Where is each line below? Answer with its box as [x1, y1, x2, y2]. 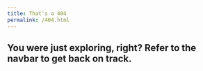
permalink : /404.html [7, 17, 70, 23]
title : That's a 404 [7, 10, 67, 17]
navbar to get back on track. [7, 52, 132, 64]
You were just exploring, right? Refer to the [7, 42, 197, 54]
